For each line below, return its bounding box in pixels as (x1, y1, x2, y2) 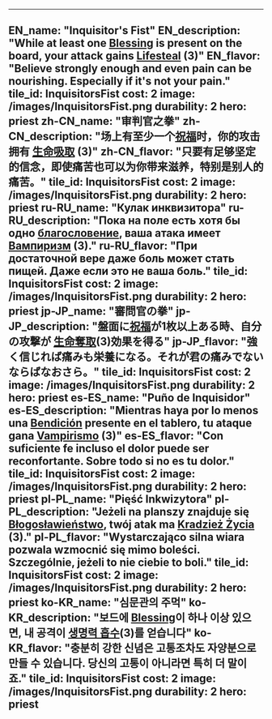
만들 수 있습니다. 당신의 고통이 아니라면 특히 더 (8, 657, 225, 670)
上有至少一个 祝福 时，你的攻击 (111, 130, 261, 143)
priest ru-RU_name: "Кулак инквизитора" (8, 201, 227, 215)
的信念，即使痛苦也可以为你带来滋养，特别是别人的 (8, 160, 264, 174)
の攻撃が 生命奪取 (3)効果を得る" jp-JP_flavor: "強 (8, 335, 257, 349)
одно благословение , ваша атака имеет (8, 226, 221, 240)
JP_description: (8, 319, 90, 333)
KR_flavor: (8, 641, 62, 655)
